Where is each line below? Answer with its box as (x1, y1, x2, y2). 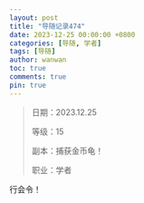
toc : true (9, 64, 47, 73)
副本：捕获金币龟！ (31, 145, 104, 156)
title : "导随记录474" (9, 22, 86, 31)
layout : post (9, 13, 59, 23)
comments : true (9, 72, 67, 82)
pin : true (9, 81, 47, 90)
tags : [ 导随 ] (9, 47, 56, 56)
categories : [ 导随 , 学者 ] (9, 38, 102, 48)
